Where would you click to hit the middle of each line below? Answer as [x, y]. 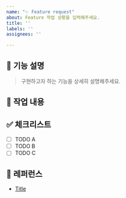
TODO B [25, 146]
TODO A [25, 139]
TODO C [25, 153]
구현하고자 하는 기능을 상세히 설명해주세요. [71, 81]
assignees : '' [24, 34]
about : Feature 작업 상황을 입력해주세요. [53, 18]
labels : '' [20, 29]
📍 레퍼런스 [25, 174]
